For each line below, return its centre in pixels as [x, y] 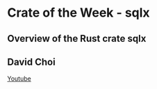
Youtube [19, 79]
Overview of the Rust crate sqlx [77, 39]
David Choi [31, 62]
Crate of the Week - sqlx [79, 13]
